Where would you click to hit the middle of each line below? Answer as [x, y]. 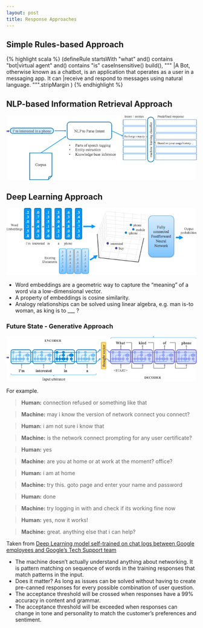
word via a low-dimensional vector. [59, 291]
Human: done [38, 496]
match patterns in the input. [50, 574]
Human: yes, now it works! [55, 520]
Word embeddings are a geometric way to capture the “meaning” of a [102, 284]
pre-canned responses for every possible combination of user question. [105, 587]
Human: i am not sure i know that [63, 426]
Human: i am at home [48, 473]
